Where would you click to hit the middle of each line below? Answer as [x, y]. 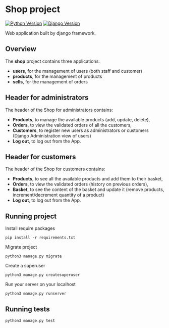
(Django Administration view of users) [52, 135]
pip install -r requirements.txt [40, 238]
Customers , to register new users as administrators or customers [80, 130]
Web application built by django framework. [50, 33]
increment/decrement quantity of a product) [58, 195]
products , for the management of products [57, 76]
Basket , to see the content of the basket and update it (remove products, [88, 190]
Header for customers [41, 157]
